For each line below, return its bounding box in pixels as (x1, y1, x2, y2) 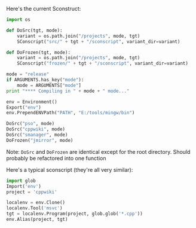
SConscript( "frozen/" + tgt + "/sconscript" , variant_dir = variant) (17, 60, 188, 66)
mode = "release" (6, 71, 50, 77)
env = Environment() (6, 99, 58, 105)
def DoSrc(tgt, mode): (6, 27, 63, 34)
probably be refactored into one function (6, 154, 106, 162)
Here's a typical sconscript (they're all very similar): (6, 166, 133, 173)
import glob (6, 178, 36, 184)
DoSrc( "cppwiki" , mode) (6, 126, 66, 132)
